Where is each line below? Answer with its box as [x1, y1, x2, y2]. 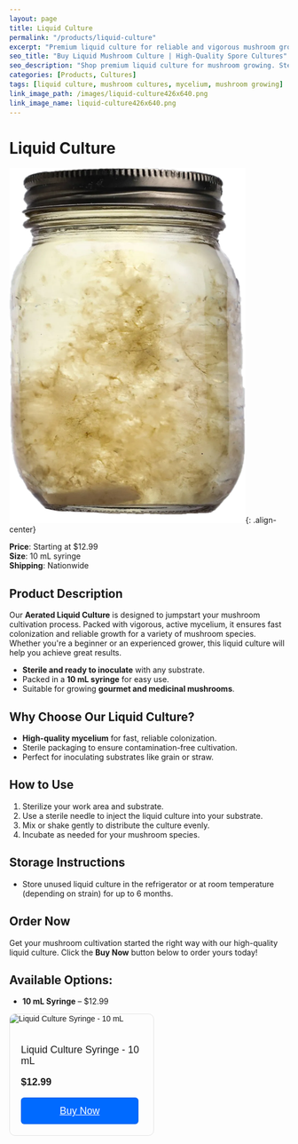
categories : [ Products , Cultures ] [9, 71, 137, 80]
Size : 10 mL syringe [9, 551, 82, 561]
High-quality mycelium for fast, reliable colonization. [21, 733, 217, 743]
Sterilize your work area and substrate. [21, 800, 164, 812]
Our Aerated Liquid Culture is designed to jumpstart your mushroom [9, 609, 261, 621]
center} [9, 524, 37, 535]
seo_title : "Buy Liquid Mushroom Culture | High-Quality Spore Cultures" [9, 52, 288, 61]
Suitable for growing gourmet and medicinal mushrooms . [21, 684, 235, 695]
